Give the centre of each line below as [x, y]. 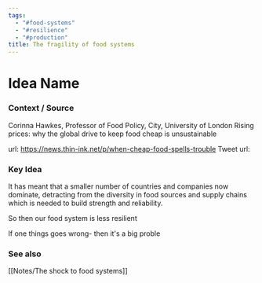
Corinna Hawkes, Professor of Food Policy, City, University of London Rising [131, 125]
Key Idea [25, 169]
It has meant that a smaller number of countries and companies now [118, 186]
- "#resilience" [42, 30]
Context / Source [41, 108]
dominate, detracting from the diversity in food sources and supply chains [127, 194]
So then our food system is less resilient [73, 218]
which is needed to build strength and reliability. [86, 203]
